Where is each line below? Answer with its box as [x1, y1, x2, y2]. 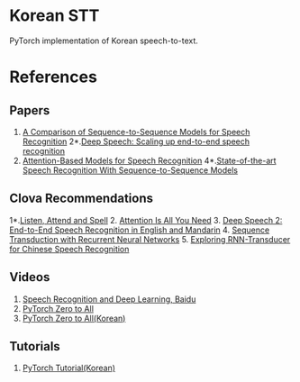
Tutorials [9, 339, 60, 354]
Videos [9, 269, 50, 285]
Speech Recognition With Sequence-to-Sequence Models [22, 164, 239, 176]
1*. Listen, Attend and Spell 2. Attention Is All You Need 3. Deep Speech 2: [9, 214, 283, 225]
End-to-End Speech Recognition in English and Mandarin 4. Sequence [9, 224, 270, 235]
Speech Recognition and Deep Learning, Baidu [22, 294, 196, 305]
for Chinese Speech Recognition [9, 243, 130, 254]
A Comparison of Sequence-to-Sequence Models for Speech [22, 126, 250, 137]
